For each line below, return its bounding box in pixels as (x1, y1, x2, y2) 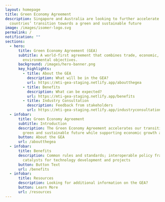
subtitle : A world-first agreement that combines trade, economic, (18, 52, 160, 58)
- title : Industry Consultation (23, 99, 89, 103)
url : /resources (18, 189, 52, 194)
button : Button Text (18, 162, 60, 167)
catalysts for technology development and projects (23, 157, 131, 162)
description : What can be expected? (27, 89, 102, 94)
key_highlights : (18, 67, 52, 72)
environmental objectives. (23, 57, 78, 62)
